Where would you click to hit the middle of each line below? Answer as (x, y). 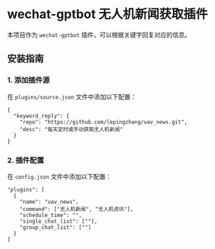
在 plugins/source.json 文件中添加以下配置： (72, 96)
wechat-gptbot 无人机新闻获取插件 (108, 14)
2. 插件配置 (26, 160)
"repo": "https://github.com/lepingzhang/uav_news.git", (104, 122)
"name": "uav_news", (49, 202)
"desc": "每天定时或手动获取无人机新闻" (71, 129)
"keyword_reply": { (42, 116)
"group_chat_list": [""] (55, 227)
